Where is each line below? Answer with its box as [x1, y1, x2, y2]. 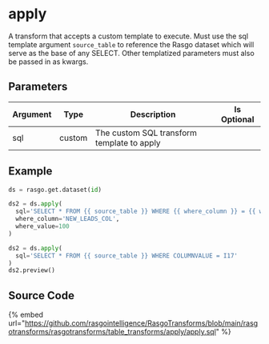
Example [8, 165, 53, 178]
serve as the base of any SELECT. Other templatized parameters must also [8, 48, 255, 58]
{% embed [8, 310, 44, 320]
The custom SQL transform [94, 127, 198, 138]
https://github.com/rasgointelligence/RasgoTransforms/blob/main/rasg [24, 318, 259, 328]
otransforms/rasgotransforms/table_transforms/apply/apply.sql [8, 327, 216, 337]
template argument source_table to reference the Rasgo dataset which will [8, 39, 255, 49]
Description [130, 109, 176, 120]
